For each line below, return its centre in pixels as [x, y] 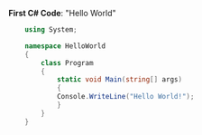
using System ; [51, 30]
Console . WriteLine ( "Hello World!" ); [125, 97]
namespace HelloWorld [65, 46]
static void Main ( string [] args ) [119, 80]
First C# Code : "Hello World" [62, 13]
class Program [67, 63]
